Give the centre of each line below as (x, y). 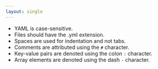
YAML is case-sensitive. (43, 28)
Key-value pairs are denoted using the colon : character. (83, 53)
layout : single (24, 11)
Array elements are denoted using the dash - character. (82, 60)
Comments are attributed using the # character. (72, 47)
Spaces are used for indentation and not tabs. (70, 41)
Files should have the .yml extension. (59, 34)
